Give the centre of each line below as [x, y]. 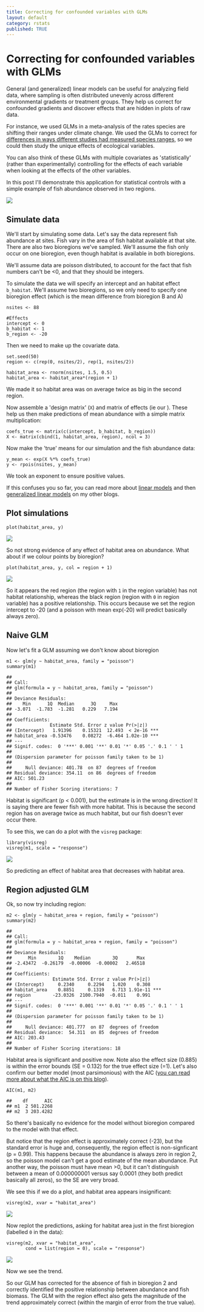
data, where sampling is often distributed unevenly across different [90, 96]
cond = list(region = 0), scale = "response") [85, 1249]
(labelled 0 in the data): [35, 1232]
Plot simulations [37, 513]
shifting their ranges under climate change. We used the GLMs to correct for [102, 133]
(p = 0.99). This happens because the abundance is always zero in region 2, [102, 1154]
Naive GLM [27, 636]
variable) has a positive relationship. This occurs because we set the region [101, 603]
